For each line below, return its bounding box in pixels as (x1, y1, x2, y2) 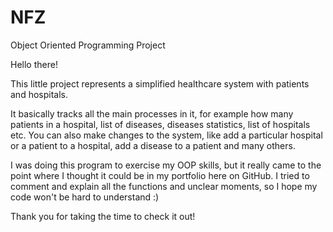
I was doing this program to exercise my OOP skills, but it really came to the (10, 159, 322, 171)
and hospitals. (10, 88, 68, 100)
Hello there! (10, 58, 58, 70)
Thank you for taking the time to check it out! (10, 210, 196, 222)
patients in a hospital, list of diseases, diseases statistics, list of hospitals (10, 118, 311, 130)
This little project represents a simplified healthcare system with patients (10, 77, 310, 90)
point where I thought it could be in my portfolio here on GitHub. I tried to (10, 169, 310, 181)
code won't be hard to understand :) (10, 191, 160, 203)
